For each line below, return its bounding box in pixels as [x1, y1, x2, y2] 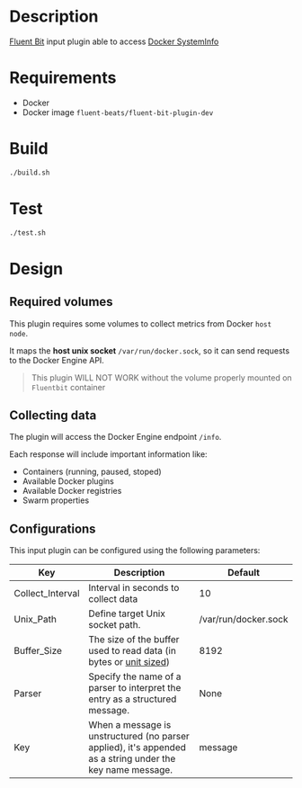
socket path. [88, 619, 141, 631]
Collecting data [9, 407, 97, 423]
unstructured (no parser [88, 730, 191, 743]
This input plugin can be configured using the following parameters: [9, 545, 261, 556]
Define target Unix [88, 607, 166, 620]
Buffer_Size [13, 645, 63, 658]
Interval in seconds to [88, 582, 180, 595]
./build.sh [9, 168, 50, 177]
